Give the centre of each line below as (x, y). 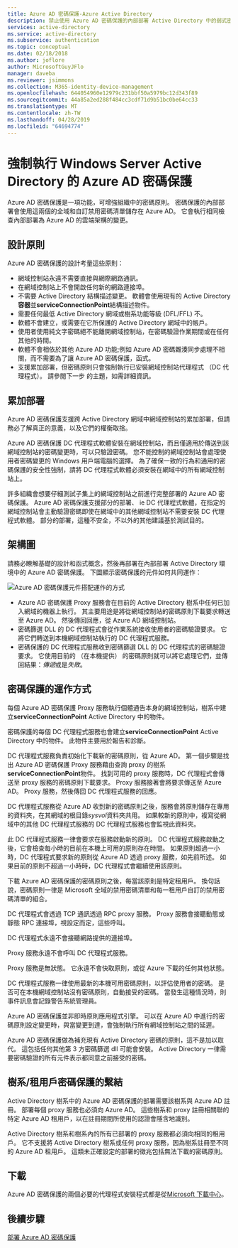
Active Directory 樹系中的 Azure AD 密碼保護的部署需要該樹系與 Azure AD (115, 1101)
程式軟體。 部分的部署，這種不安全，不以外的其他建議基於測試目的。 (107, 520)
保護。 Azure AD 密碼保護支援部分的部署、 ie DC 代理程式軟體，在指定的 (119, 502)
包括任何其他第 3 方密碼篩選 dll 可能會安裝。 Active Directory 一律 (124, 1048)
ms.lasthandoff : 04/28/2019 (49, 119)
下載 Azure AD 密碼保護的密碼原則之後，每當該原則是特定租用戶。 (104, 881)
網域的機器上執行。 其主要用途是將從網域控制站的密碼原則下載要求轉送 (127, 611)
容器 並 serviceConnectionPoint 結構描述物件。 (85, 305)
